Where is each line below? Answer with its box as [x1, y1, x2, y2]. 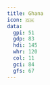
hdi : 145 [13, 42, 38, 49]
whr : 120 [13, 49, 38, 56]
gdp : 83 [13, 36, 35, 42]
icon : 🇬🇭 [7, 16, 35, 23]
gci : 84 [13, 61, 35, 68]
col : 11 [13, 55, 35, 62]
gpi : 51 [13, 29, 35, 36]
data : [7, 23, 22, 29]
